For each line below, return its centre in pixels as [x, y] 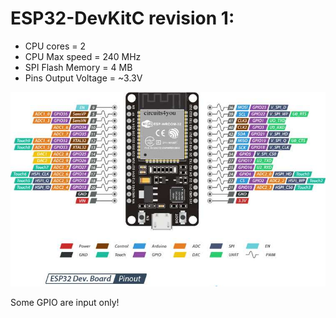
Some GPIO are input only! [65, 303]
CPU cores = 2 [55, 46]
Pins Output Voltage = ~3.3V [83, 78]
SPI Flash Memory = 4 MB [78, 67]
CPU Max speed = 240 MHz [83, 56]
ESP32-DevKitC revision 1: [122, 18]
